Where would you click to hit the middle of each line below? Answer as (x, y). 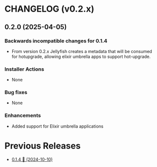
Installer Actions (24, 69)
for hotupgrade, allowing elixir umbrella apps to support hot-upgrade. (81, 56)
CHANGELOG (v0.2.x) (49, 9)
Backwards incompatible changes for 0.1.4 (56, 41)
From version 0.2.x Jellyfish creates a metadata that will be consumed (82, 51)
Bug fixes (16, 93)
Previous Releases (43, 146)
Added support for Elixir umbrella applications (58, 126)
